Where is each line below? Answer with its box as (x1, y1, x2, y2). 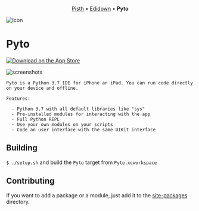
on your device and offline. (6, 85, 79, 91)
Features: (6, 95, 31, 102)
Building (6, 143, 38, 153)
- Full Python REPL (11, 116, 60, 122)
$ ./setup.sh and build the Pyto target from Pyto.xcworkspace (6, 159, 157, 166)
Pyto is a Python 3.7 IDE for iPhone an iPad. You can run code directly (6, 80, 194, 86)
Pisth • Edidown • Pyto (71, 5, 129, 12)
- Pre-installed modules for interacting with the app (11, 111, 151, 117)
